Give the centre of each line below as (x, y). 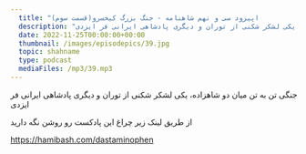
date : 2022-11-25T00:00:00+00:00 (82, 35)
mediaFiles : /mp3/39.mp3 (66, 69)
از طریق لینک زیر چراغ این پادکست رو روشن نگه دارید (102, 122)
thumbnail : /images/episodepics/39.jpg (94, 43)
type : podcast (45, 60)
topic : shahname (49, 52)
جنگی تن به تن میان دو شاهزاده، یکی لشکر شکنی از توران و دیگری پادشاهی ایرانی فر (154, 94)
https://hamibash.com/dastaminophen (82, 139)
